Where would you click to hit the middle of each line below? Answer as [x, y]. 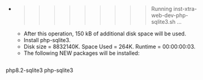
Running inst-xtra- [174, 9]
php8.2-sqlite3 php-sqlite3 [40, 70]
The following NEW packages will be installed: [81, 53]
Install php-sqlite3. [47, 40]
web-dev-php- [169, 15]
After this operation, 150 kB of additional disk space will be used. [105, 34]
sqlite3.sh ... [166, 22]
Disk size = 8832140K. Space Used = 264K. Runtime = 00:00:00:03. [109, 46]
